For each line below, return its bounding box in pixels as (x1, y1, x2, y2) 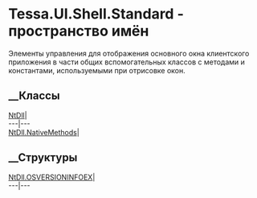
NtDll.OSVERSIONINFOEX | (8, 172, 96, 182)
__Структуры (8, 151, 78, 165)
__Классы (8, 89, 60, 103)
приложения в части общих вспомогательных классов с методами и (8, 57, 245, 67)
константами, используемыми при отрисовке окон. (8, 65, 186, 75)
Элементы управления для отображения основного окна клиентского (8, 48, 250, 58)
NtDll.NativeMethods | (8, 127, 80, 137)
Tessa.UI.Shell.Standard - (8, 5, 185, 23)
